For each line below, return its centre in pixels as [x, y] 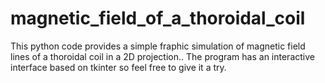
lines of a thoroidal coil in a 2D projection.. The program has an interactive [162, 56]
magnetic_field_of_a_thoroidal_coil [158, 18]
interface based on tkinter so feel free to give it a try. [118, 67]
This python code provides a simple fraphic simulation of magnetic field [158, 46]
